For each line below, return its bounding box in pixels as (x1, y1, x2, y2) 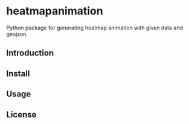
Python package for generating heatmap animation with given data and (6, 24, 183, 31)
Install (6, 68, 30, 79)
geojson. (6, 30, 28, 37)
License (6, 110, 37, 120)
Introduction (6, 48, 54, 58)
